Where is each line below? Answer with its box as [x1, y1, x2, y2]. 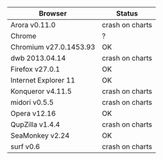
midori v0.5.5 [10, 98, 54, 107]
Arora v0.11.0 [10, 20, 56, 29]
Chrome [10, 31, 36, 40]
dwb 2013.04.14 [10, 54, 66, 63]
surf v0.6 [10, 142, 40, 151]
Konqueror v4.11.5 [10, 86, 72, 96]
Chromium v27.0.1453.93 [10, 42, 96, 52]
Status [116, 9, 138, 18]
